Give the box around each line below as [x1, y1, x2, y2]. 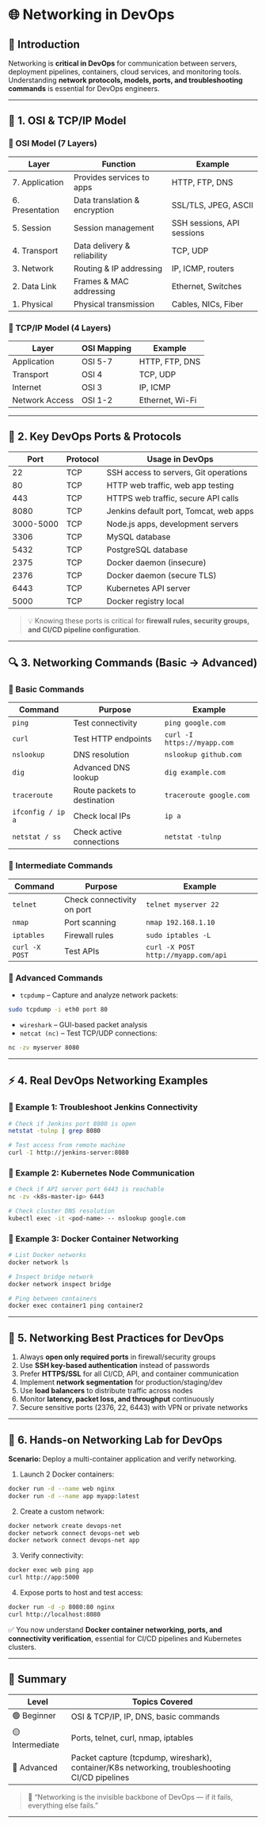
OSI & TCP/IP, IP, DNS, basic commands [70, 1711, 220, 1722]
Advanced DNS [73, 762, 131, 773]
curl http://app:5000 [8, 1574, 80, 1582]
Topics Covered [131, 1696, 193, 1707]
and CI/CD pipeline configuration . [27, 624, 141, 634]
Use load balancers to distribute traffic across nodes [19, 1386, 193, 1396]
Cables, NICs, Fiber [171, 299, 244, 310]
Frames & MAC [74, 276, 129, 287]
